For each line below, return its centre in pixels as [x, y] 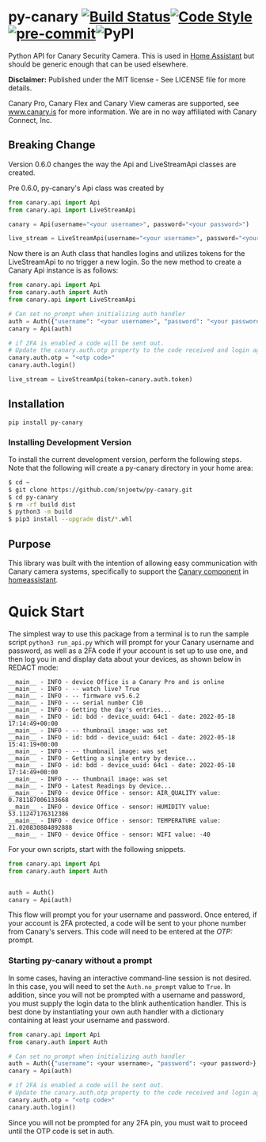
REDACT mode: [33, 667]
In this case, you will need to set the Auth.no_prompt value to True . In [120, 986]
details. [20, 88]
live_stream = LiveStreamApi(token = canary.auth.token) [101, 380]
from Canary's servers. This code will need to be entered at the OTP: [120, 932]
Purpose [30, 544]
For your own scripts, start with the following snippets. [97, 849]
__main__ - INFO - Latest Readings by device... [90, 786]
